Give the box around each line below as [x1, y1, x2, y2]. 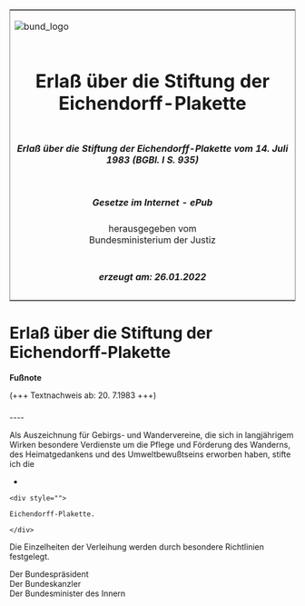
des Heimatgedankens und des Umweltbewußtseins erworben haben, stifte [9, 449, 291, 460]
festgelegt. [9, 551, 50, 562]
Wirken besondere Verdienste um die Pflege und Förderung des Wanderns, [9, 440, 290, 451]
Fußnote [9, 372, 43, 382]
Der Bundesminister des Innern [9, 588, 126, 599]
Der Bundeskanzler [9, 579, 82, 590]
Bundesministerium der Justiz [89, 233, 216, 246]
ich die [9, 459, 34, 470]
